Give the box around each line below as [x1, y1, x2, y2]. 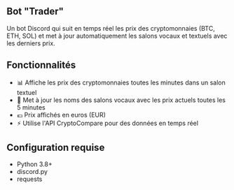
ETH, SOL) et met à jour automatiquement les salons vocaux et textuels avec [6, 31, 228, 40]
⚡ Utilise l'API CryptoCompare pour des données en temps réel [16, 119, 199, 127]
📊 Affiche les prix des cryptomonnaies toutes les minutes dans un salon [16, 78, 226, 87]
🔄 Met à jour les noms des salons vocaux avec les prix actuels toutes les [16, 96, 226, 104]
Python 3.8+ [16, 160, 53, 168]
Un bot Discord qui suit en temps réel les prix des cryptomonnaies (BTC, [6, 24, 215, 32]
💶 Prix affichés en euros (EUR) [16, 110, 106, 119]
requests [16, 175, 43, 184]
